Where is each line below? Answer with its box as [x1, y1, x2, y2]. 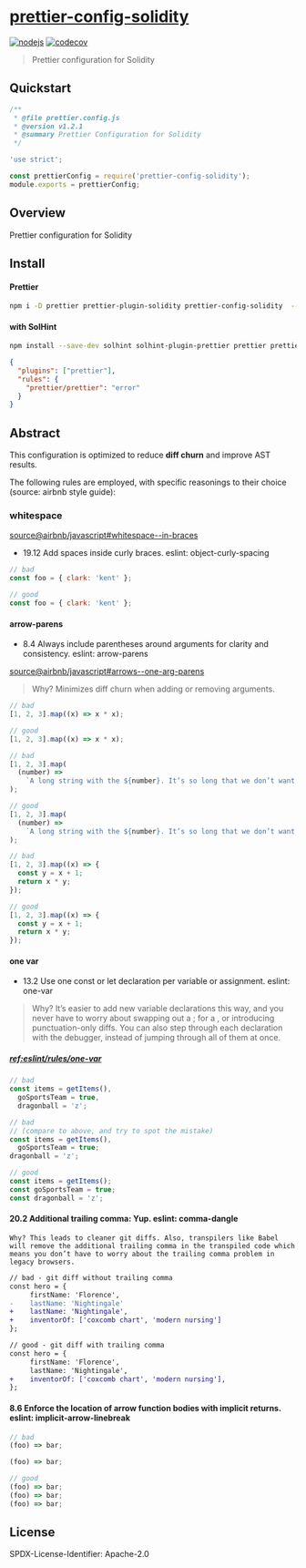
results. [9, 459, 38, 470]
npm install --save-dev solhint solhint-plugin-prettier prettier [9, 342, 267, 351]
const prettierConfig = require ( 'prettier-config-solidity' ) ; [9, 171, 250, 180]
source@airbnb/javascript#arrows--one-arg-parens [9, 666, 205, 677]
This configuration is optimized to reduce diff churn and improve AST [9, 449, 271, 461]
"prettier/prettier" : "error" [25, 383, 141, 393]
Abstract [9, 425, 61, 441]
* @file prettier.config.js [13, 113, 120, 122]
